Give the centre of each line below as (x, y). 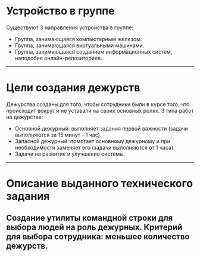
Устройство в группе (60, 11)
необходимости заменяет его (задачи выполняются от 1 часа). (95, 147)
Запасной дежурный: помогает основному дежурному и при (93, 141)
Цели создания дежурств (73, 88)
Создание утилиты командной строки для (90, 218)
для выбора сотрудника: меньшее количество (98, 237)
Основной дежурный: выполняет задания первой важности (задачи (101, 128)
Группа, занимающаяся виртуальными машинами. (79, 45)
